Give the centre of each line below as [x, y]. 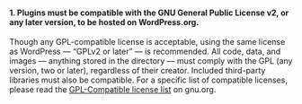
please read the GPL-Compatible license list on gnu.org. [113, 90]
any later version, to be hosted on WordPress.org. [104, 22]
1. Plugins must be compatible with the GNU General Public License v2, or [149, 13]
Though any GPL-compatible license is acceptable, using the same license [147, 42]
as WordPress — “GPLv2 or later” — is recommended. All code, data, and [145, 52]
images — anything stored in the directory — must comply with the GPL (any [151, 61]
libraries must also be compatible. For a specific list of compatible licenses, [148, 80]
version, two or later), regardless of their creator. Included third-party [138, 71]
